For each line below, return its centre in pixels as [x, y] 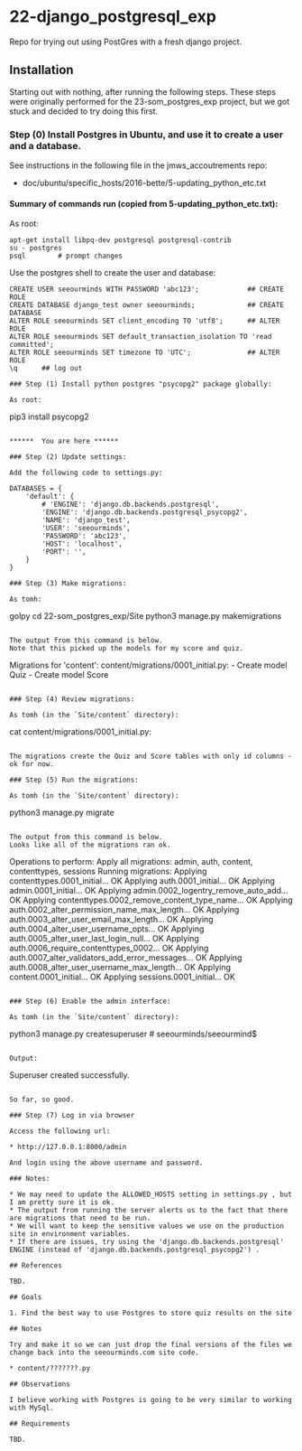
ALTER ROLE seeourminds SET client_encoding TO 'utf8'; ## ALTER [145, 321]
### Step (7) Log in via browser [72, 1116]
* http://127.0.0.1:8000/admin [68, 1147]
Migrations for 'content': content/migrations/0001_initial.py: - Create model [148, 665]
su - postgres [36, 248]
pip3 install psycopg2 [50, 417]
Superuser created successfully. [69, 1075]
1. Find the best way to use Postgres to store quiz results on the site [151, 1313]
